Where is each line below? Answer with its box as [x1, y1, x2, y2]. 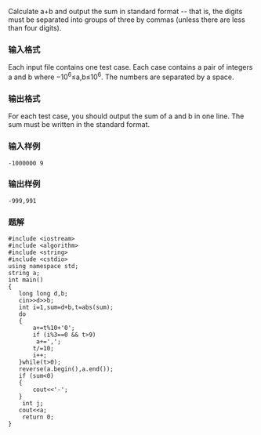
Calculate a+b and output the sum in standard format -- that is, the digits [8, 7, 243, 16]
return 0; [22, 413, 55, 422]
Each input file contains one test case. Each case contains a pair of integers [8, 63, 253, 72]
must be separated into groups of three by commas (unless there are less [8, 15, 245, 24]
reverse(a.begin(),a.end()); [18, 365, 114, 373]
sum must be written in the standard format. [8, 120, 150, 129]
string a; [8, 270, 41, 277]
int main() [8, 276, 44, 285]
